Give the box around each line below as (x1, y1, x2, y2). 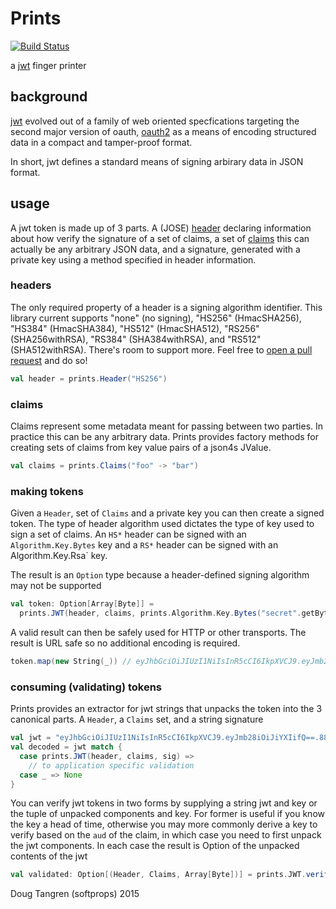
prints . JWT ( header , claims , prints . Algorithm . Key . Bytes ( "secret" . (19, 608, 302, 619)
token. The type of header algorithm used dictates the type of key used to (10, 518, 315, 530)
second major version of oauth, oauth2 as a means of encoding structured (10, 125, 317, 137)
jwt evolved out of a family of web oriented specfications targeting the (10, 115, 300, 127)
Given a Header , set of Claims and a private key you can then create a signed (10, 507, 325, 519)
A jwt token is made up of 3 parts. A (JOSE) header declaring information (10, 222, 312, 234)
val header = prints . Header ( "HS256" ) (10, 373, 168, 384)
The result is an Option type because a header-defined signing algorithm (10, 569, 310, 581)
